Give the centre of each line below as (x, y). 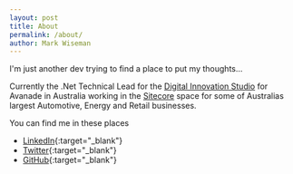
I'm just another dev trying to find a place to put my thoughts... (126, 69)
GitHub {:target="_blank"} (70, 160)
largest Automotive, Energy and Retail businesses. (103, 106)
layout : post (34, 18)
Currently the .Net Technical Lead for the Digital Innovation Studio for (139, 86)
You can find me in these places (69, 123)
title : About (34, 26)
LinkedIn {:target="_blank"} (73, 140)
